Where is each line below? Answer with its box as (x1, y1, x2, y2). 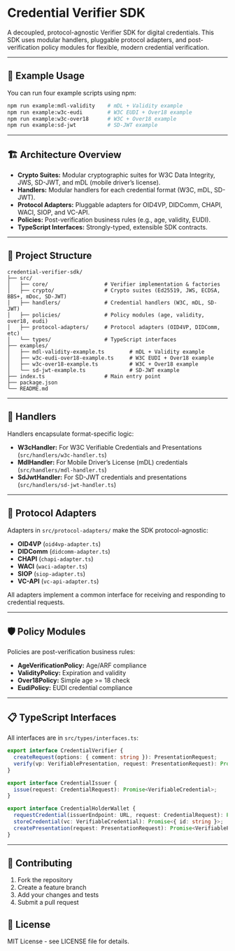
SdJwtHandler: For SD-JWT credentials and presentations (17, 472, 187, 481)
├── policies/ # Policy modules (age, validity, (20, 311, 205, 319)
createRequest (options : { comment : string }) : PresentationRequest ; (13, 754, 218, 761)
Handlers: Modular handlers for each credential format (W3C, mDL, (17, 186, 213, 194)
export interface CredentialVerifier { (7, 747, 124, 754)
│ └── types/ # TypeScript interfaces (7, 335, 177, 343)
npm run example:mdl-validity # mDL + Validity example (7, 102, 183, 109)
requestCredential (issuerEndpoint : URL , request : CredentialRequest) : (13, 812, 224, 819)
